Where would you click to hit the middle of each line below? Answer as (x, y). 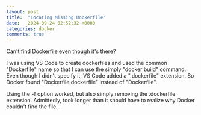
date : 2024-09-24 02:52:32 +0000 (51, 23)
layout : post (23, 12)
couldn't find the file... (34, 107)
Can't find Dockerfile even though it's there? (61, 51)
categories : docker (31, 29)
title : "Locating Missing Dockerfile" (56, 17)
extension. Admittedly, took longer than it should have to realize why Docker (100, 101)
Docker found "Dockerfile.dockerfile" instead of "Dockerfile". (82, 82)
